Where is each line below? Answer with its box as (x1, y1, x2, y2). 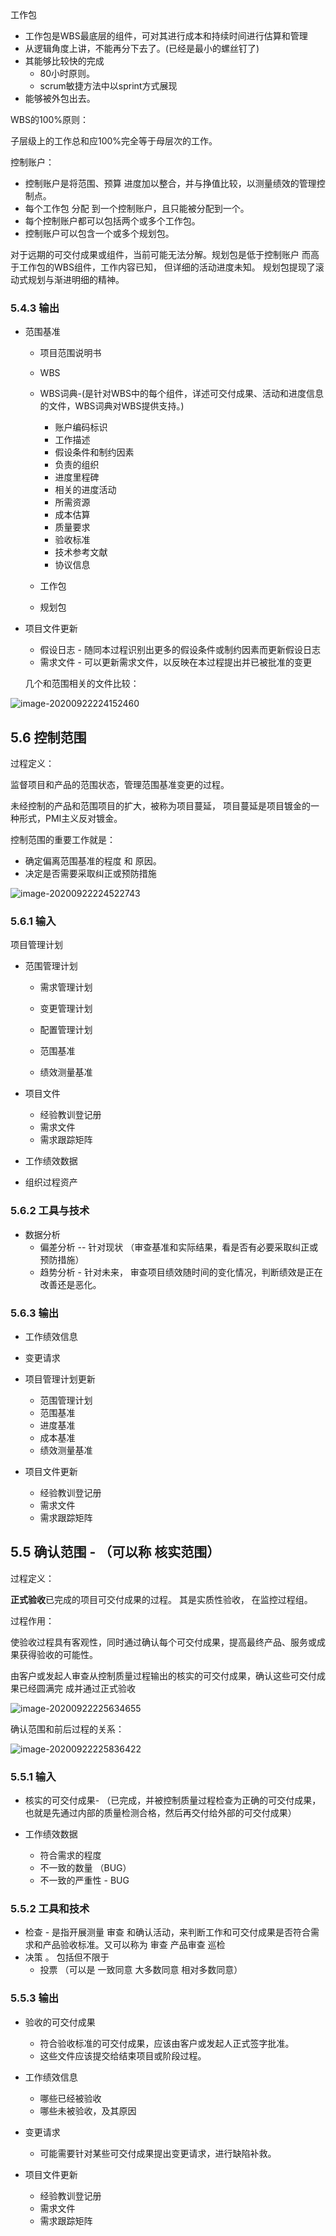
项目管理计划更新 (24, 1373, 96, 1385)
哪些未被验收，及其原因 (39, 2104, 137, 2117)
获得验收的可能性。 (18, 1648, 98, 1660)
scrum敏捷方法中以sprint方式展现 (39, 80, 178, 92)
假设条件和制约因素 (54, 446, 135, 458)
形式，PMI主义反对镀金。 (18, 813, 123, 825)
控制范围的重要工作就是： (10, 834, 116, 846)
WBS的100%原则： (10, 114, 90, 125)
